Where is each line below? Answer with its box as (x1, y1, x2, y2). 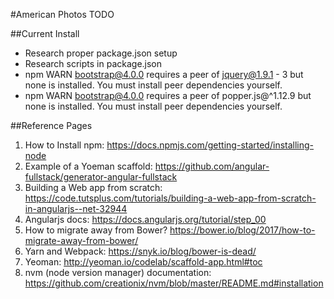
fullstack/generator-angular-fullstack (24, 171, 178, 183)
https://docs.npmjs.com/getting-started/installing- (106, 139, 315, 151)
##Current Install (10, 28, 80, 39)
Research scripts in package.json (24, 58, 163, 69)
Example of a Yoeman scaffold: (24, 160, 153, 172)
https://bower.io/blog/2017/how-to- (169, 224, 316, 236)
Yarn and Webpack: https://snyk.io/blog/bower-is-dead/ (24, 245, 257, 257)
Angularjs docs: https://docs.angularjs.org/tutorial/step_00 (24, 214, 267, 225)
